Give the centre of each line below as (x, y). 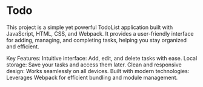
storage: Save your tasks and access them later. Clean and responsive (94, 65)
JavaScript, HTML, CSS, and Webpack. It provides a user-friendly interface (100, 33)
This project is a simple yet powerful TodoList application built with (90, 27)
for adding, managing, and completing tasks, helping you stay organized (96, 40)
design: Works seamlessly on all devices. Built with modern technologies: (98, 71)
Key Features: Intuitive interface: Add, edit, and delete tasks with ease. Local (102, 58)
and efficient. (23, 47)
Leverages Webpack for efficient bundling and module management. (92, 77)
